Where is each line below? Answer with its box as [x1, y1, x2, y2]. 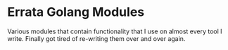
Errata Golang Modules [7, 4, 145, 20]
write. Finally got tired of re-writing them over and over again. [7, 34, 186, 42]
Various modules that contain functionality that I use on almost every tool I [7, 27, 223, 35]
